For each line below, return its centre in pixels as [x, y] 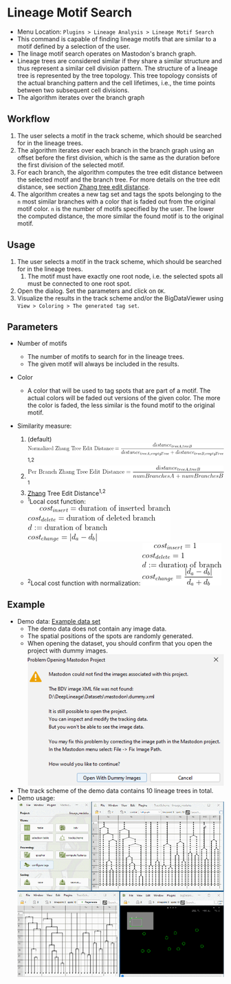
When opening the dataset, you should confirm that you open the [120, 643]
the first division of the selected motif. [71, 165]
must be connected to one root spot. [79, 283]
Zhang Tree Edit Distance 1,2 [66, 492]
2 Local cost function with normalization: [84, 582]
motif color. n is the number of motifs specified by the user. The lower [115, 208]
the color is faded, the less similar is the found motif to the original [121, 405]
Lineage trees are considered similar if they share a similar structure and [119, 61]
